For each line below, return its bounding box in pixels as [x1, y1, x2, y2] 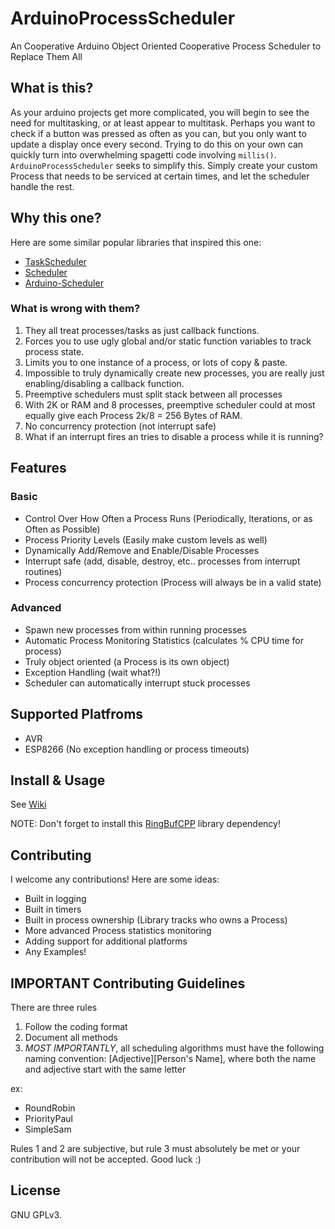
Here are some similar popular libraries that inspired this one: [10, 236, 262, 248]
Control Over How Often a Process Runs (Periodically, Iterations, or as [24, 512, 313, 524]
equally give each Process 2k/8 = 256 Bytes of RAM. [24, 409, 243, 421]
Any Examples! [24, 946, 87, 958]
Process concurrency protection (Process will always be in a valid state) [24, 576, 322, 588]
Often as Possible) [24, 523, 101, 535]
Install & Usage [10, 772, 106, 789]
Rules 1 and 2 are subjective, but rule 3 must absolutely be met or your [10, 1143, 301, 1155]
